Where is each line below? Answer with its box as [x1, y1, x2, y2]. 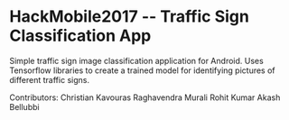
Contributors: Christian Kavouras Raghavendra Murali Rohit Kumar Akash [9, 92, 281, 103]
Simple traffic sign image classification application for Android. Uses [9, 55, 264, 66]
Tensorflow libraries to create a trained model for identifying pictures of [9, 65, 275, 76]
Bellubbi [9, 101, 40, 112]
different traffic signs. [9, 74, 90, 85]
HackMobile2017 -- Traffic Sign [9, 6, 250, 27]
